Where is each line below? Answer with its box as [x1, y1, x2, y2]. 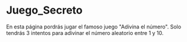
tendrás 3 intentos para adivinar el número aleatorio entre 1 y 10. [6, 29, 164, 36]
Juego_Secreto [6, 4, 83, 17]
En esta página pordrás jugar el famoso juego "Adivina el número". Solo [6, 23, 182, 30]
